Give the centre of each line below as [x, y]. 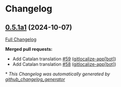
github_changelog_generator [35, 79]
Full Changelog [21, 39]
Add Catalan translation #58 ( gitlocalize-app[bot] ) [64, 64]
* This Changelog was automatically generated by [58, 74]
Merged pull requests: [29, 49]
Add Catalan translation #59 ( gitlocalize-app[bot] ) [64, 59]
